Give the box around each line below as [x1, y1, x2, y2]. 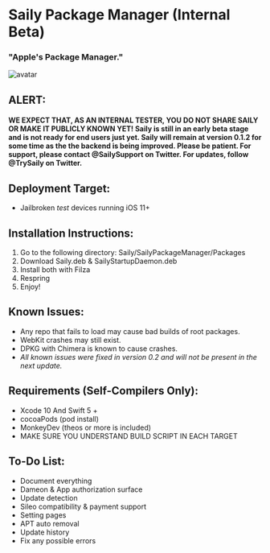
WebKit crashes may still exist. [19, 335, 122, 345]
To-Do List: [8, 455, 66, 468]
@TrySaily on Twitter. [8, 159, 83, 168]
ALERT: [8, 93, 47, 106]
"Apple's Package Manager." [8, 52, 124, 63]
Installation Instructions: [8, 226, 134, 240]
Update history [19, 527, 70, 537]
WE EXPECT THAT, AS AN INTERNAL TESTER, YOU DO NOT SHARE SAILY [8, 115, 259, 126]
